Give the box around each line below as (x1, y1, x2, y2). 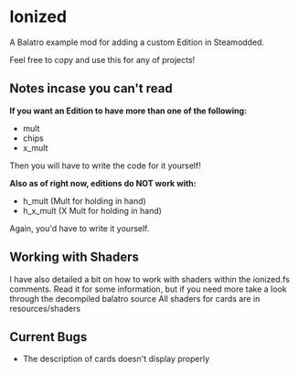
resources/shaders (9, 303, 80, 314)
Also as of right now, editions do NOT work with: (9, 177, 197, 188)
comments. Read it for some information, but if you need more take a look (9, 283, 287, 294)
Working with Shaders (9, 250, 140, 265)
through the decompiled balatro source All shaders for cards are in (9, 293, 261, 304)
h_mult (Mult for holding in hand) (22, 195, 146, 207)
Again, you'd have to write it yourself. (9, 222, 150, 234)
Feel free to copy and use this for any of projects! (9, 54, 196, 65)
